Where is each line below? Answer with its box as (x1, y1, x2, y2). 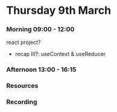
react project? (6, 39, 41, 46)
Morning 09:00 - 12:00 (6, 25, 75, 34)
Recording (6, 98, 37, 106)
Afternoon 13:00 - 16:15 (6, 66, 77, 74)
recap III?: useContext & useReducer (14, 51, 106, 58)
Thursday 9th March (6, 4, 112, 17)
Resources (6, 82, 39, 90)
